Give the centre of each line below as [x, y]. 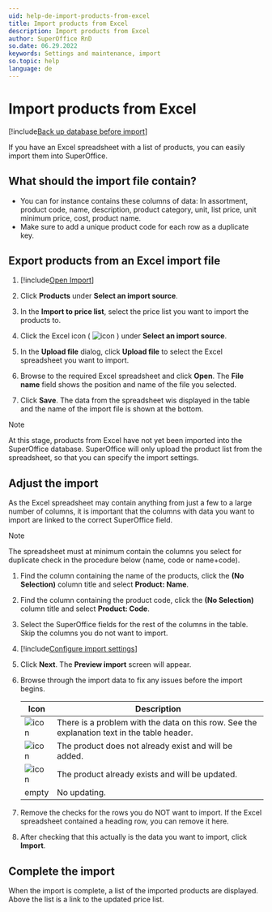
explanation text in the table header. [125, 733]
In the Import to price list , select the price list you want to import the [134, 312]
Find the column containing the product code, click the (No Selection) [137, 600]
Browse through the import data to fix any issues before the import [131, 680]
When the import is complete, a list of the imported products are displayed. [134, 890]
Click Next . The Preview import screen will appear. [106, 665]
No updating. [81, 793]
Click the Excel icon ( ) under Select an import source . [123, 336]
